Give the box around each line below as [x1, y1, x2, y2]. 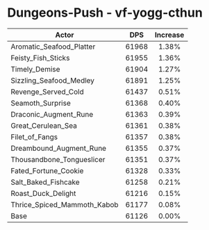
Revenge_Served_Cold [10, 87, 85, 97]
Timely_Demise [10, 64, 60, 74]
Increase [155, 30, 185, 40]
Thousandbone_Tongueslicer [10, 154, 106, 164]
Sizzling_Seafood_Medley [10, 75, 95, 85]
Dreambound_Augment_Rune [10, 143, 106, 153]
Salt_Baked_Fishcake [10, 177, 80, 187]
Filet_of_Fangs [10, 132, 58, 142]
